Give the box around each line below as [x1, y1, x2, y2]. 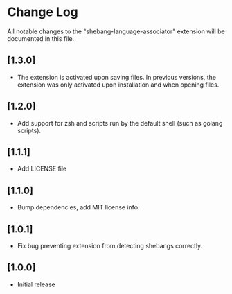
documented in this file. [7, 34, 75, 42]
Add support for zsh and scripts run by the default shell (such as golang [17, 119, 223, 127]
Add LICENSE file [17, 164, 67, 173]
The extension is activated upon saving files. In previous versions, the [17, 73, 217, 81]
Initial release [17, 280, 55, 288]
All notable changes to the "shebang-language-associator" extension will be [7, 27, 225, 35]
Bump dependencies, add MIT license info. [17, 203, 140, 211]
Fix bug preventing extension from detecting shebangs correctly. [17, 242, 203, 250]
